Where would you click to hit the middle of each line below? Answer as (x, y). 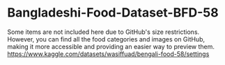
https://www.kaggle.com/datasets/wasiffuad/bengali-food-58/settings (108, 54)
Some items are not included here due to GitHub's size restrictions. (103, 32)
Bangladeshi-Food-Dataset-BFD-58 (113, 13)
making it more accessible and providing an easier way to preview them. (111, 46)
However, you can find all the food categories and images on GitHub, (106, 39)
